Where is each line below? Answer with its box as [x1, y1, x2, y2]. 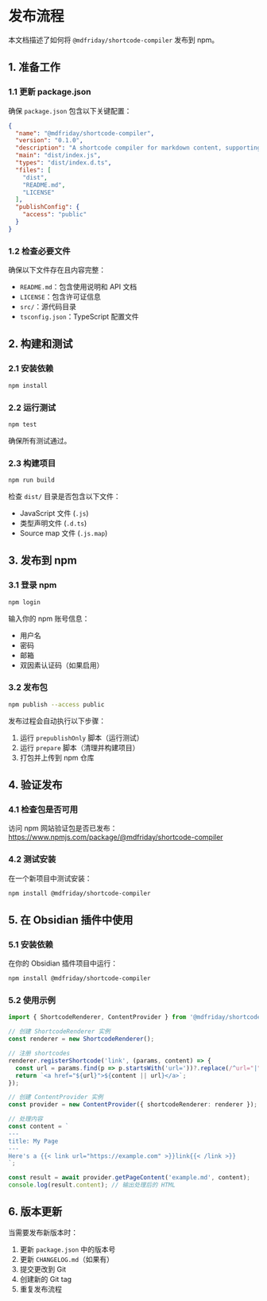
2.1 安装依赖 [8, 363, 54, 374]
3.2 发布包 [8, 682, 48, 693]
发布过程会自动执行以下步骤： [8, 716, 106, 726]
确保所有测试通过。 [8, 436, 72, 445]
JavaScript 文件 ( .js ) [19, 508, 89, 517]
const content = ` [8, 1122, 69, 1131]
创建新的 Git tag [19, 1274, 72, 1284]
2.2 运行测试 [8, 402, 56, 413]
